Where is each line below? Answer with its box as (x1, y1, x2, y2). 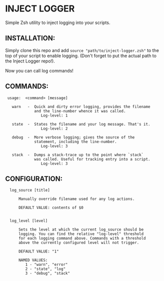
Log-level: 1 (40, 113, 68, 118)
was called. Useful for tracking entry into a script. (34, 156, 151, 161)
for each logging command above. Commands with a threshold (18, 236, 146, 241)
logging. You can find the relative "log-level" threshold (18, 231, 144, 236)
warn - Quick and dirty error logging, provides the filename (11, 104, 151, 109)
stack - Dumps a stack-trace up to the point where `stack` (11, 152, 144, 157)
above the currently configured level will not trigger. (18, 240, 140, 245)
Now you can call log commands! (5, 67, 74, 73)
